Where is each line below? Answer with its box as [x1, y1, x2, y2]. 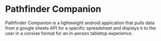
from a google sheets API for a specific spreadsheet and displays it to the [5, 25, 156, 31]
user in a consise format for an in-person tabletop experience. [5, 30, 133, 36]
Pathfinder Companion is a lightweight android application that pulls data [5, 20, 155, 26]
